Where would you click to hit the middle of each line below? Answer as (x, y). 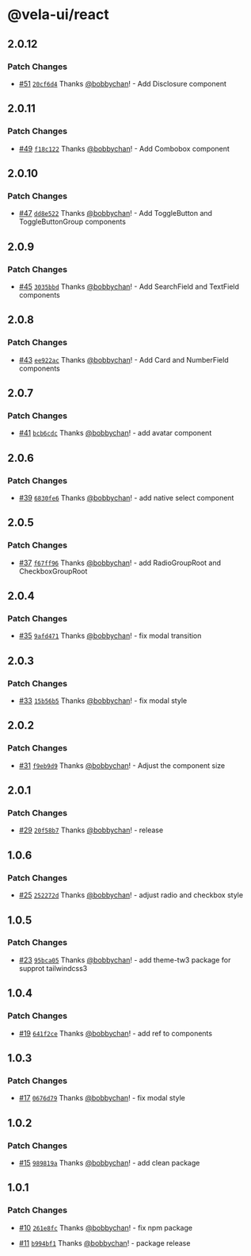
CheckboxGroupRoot (53, 571)
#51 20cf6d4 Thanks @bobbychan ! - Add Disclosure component (122, 83)
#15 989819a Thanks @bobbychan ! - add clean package (109, 1162)
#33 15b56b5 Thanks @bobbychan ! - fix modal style (103, 701)
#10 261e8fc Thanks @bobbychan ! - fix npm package (106, 1227)
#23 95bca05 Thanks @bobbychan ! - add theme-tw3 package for (125, 960)
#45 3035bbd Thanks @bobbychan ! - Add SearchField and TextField (129, 286)
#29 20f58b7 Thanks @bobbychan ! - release (91, 830)
